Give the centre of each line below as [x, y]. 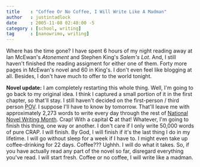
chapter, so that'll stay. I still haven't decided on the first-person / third [93, 100]
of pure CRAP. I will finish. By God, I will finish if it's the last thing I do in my [98, 132]
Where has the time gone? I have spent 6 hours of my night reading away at [99, 51]
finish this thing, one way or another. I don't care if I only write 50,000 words [100, 126]
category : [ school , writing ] [44, 28]
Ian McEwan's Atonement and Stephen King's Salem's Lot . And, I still [91, 57]
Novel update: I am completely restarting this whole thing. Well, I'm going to [100, 88]
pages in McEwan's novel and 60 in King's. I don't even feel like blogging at [99, 70]
